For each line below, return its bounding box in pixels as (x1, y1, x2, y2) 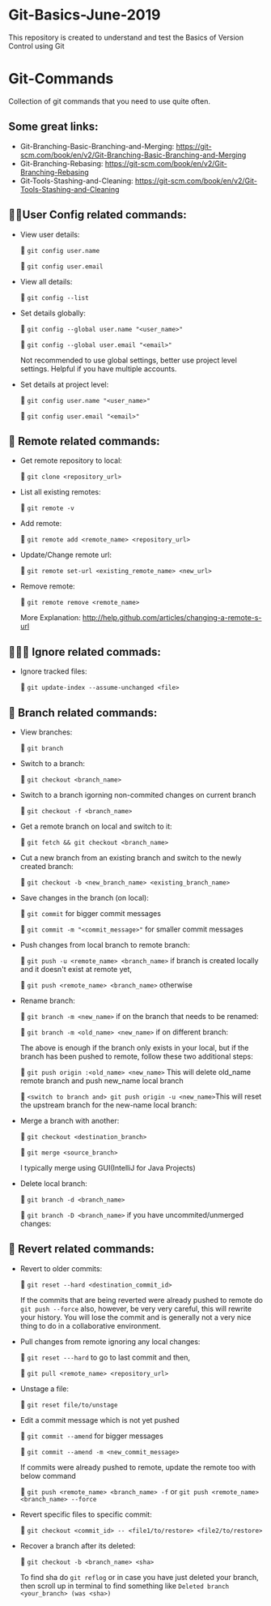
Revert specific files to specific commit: (19, 1510, 152, 1519)
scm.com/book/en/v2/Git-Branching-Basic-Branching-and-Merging (19, 150, 247, 160)
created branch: (19, 861, 74, 871)
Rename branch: (19, 996, 75, 1005)
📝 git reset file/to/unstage (19, 1399, 118, 1409)
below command (19, 1471, 77, 1480)
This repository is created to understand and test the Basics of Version (8, 32, 244, 42)
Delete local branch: (19, 1178, 87, 1188)
